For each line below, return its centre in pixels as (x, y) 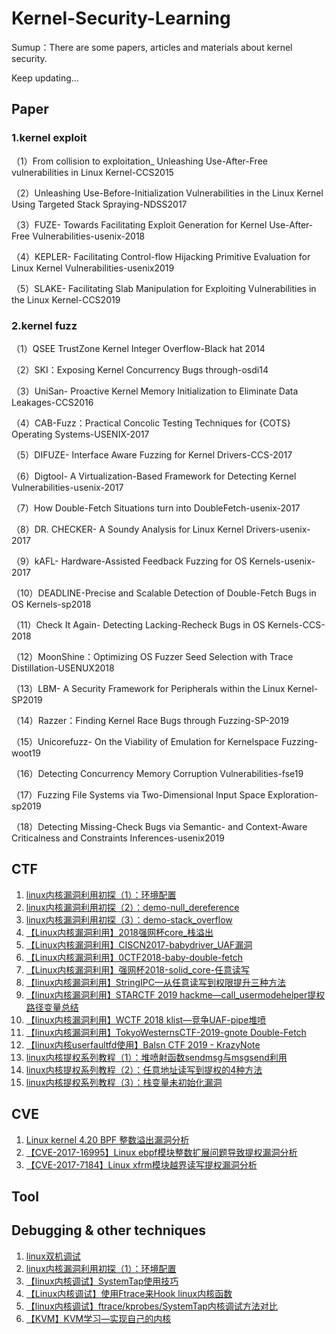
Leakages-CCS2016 (52, 402)
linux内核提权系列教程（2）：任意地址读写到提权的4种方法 (144, 1069)
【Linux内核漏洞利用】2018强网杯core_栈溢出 (119, 932)
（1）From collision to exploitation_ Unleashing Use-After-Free (139, 161)
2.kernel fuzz (44, 325)
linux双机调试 (53, 1256)
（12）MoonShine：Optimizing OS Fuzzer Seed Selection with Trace (152, 656)
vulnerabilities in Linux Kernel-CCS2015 (92, 172)
